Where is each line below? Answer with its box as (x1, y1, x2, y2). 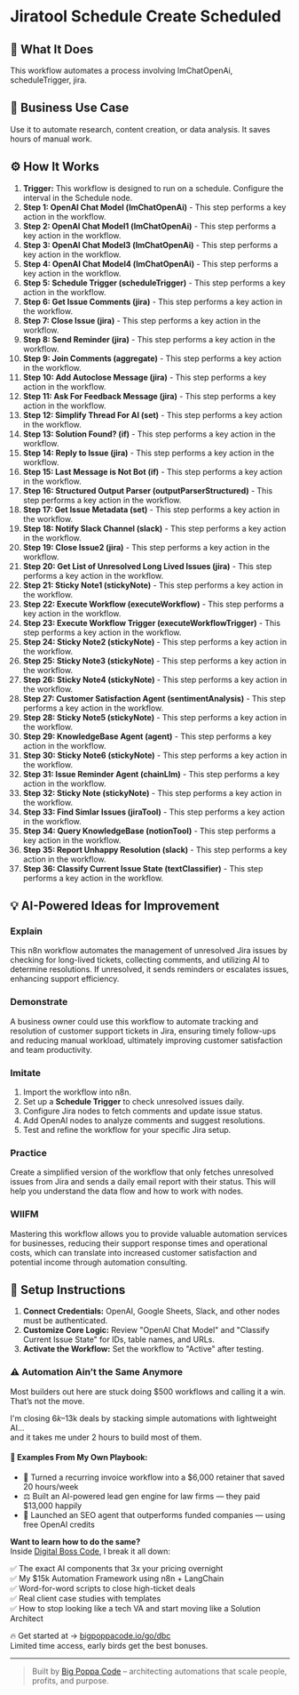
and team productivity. (10, 1044, 92, 1055)
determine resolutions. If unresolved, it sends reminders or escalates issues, (10, 964, 289, 975)
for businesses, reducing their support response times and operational (10, 1238, 268, 1249)
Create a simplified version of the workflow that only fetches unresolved (10, 1167, 274, 1177)
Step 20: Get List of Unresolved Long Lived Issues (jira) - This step (22, 560, 272, 571)
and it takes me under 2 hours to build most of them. (10, 1432, 202, 1442)
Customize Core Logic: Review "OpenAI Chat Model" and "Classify (22, 1325, 270, 1336)
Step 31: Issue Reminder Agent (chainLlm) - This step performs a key (22, 768, 280, 779)
